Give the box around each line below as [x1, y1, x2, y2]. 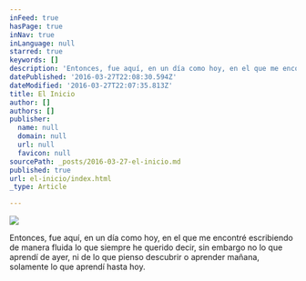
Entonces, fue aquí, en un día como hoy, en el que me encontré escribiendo [9, 233, 293, 244]
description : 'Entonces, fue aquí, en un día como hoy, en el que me [9, 65, 280, 74]
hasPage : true [9, 22, 64, 31]
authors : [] [9, 106, 55, 115]
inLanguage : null [9, 38, 76, 48]
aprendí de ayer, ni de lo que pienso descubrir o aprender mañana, [9, 252, 260, 263]
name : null [17, 124, 59, 133]
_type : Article [9, 183, 67, 192]
